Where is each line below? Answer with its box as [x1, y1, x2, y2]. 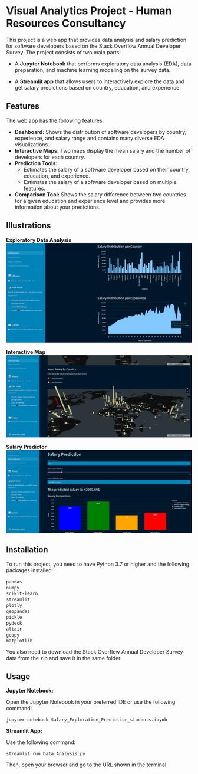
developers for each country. [14, 153, 85, 160]
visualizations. [14, 140, 50, 148]
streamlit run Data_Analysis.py [6, 751, 85, 757]
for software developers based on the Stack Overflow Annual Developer [6, 42, 181, 50]
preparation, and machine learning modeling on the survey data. [14, 66, 171, 73]
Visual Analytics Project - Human [6, 4, 172, 18]
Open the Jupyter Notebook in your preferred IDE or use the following [6, 698, 176, 706]
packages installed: [6, 566, 54, 573]
